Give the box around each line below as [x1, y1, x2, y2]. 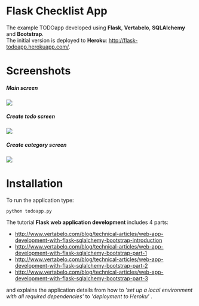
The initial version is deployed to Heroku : [6, 37, 108, 44]
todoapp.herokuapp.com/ [6, 43, 69, 50]
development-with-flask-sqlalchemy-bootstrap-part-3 [14, 274, 148, 282]
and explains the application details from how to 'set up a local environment [6, 286, 193, 293]
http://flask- [108, 37, 138, 44]
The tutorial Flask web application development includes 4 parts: [6, 219, 169, 226]
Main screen [6, 84, 38, 91]
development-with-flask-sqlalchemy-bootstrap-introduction [14, 237, 163, 244]
